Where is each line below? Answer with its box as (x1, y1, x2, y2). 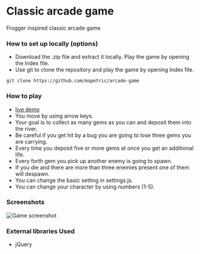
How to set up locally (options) (6, 39, 98, 48)
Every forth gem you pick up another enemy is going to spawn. (15, 157, 173, 164)
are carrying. (15, 138, 47, 145)
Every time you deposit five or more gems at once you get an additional (15, 144, 194, 152)
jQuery (15, 241, 32, 248)
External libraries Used (6, 227, 75, 235)
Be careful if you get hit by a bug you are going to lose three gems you (15, 132, 192, 139)
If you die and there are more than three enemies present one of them (15, 164, 190, 171)
